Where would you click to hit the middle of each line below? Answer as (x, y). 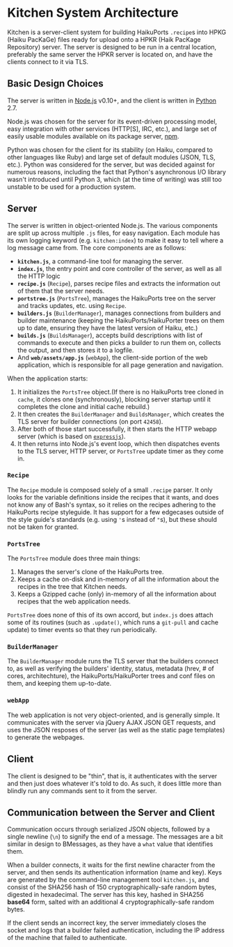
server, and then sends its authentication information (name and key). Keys (115, 872)
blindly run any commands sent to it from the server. (82, 791)
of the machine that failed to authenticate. (67, 938)
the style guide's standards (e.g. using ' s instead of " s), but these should (112, 519)
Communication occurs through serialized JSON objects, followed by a (109, 829)
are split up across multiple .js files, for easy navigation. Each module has (114, 233)
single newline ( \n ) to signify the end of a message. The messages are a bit (115, 837)
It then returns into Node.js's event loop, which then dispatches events (119, 443)
